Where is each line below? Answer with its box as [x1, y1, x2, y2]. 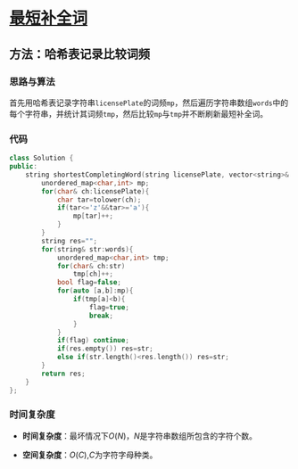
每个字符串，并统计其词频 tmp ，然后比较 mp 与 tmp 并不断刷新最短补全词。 [9, 108, 269, 119]
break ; [88, 311, 114, 320]
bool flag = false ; [56, 278, 122, 287]
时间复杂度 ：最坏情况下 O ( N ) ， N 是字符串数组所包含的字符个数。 [21, 430, 257, 441]
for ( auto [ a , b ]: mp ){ [56, 286, 134, 295]
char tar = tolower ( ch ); [56, 195, 142, 204]
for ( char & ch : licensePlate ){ [41, 186, 150, 196]
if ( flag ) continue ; [56, 336, 129, 345]
